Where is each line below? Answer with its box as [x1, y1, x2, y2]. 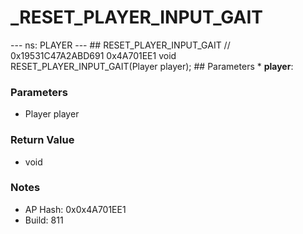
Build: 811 [24, 214, 64, 226]
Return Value [10, 133, 75, 147]
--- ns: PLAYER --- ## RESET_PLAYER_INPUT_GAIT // [10, 39, 231, 51]
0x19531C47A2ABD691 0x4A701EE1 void [10, 49, 177, 61]
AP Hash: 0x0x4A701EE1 [24, 203, 127, 215]
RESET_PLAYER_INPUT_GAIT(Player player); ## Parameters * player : [10, 60, 294, 72]
